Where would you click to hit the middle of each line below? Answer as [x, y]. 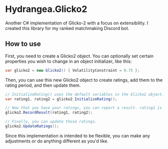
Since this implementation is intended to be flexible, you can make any [78, 136]
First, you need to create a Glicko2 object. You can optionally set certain [79, 56]
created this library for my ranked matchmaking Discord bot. [67, 28]
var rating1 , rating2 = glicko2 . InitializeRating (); [61, 99]
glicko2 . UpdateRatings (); [32, 126]
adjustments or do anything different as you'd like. [57, 141]
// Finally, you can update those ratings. [51, 122]
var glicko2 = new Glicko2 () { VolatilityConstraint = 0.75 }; [72, 70]
